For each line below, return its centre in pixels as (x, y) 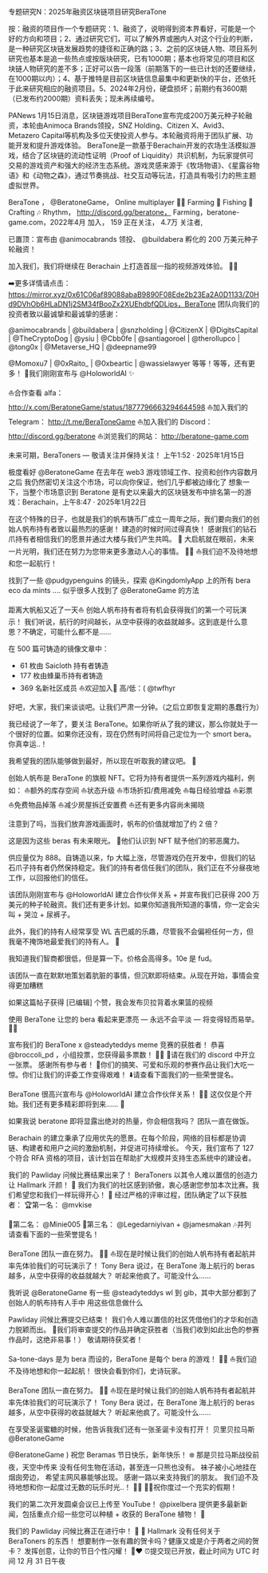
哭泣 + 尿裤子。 (49, 915)
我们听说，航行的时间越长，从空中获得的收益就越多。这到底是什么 (132, 622)
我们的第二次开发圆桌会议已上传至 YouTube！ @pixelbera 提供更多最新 (124, 1504)
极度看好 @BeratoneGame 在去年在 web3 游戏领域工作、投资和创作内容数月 (133, 472)
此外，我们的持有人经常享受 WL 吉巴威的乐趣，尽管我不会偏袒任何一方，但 (131, 931)
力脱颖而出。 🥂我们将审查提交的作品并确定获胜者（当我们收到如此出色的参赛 (134, 1330)
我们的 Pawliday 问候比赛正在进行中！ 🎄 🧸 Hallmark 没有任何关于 (114, 1531)
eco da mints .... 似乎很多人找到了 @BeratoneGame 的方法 (104, 590)
